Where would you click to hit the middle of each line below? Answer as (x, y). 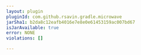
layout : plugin (25, 11)
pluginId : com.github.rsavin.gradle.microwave (64, 17)
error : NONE (21, 33)
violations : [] (25, 38)
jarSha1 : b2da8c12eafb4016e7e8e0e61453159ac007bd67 (70, 22)
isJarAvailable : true (33, 27)
